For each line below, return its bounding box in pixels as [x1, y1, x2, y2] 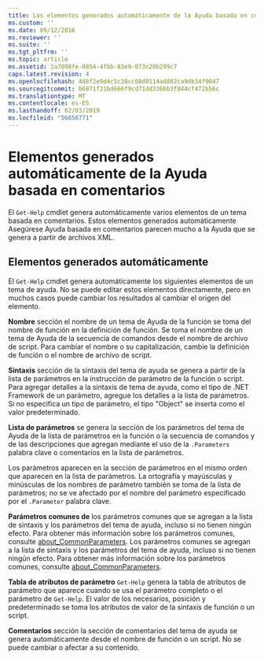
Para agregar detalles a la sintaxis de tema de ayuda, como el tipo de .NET [8, 382, 249, 391]
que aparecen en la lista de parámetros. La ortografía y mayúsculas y [8, 471, 233, 480]
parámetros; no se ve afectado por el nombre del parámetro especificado [8, 488, 246, 497]
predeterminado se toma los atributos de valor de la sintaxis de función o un [8, 602, 255, 611]
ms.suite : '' [8, 41, 51, 49]
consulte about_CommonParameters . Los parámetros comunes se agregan [8, 536, 251, 546]
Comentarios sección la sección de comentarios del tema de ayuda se [8, 625, 238, 635]
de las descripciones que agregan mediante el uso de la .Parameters [8, 439, 230, 449]
